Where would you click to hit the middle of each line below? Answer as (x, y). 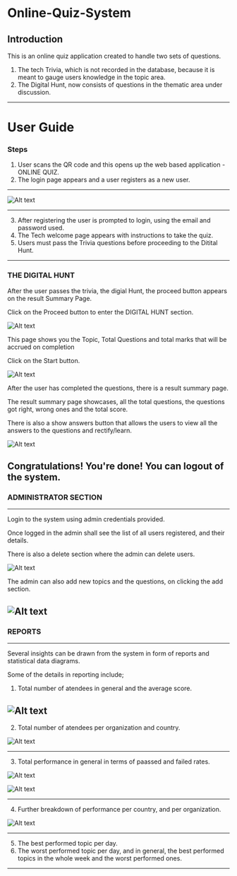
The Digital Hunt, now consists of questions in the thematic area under (120, 85)
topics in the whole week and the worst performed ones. (99, 858)
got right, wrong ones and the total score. (68, 409)
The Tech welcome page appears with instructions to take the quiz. (115, 235)
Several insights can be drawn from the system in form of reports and (108, 653)
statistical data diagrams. (44, 661)
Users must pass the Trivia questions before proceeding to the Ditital (117, 243)
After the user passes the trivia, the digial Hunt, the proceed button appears (117, 290)
